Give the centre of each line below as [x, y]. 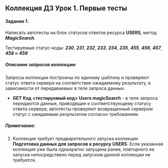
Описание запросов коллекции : [41, 65]
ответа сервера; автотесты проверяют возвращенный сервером [82, 109]
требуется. [24, 160]
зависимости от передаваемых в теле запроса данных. [65, 88]
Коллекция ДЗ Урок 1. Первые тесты [66, 8]
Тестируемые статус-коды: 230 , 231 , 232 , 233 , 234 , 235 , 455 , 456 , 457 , [84, 48]
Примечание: [20, 125]
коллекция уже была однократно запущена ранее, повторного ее [83, 149]
